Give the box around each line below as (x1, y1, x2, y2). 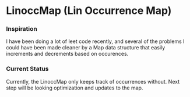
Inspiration (6, 25, 38, 33)
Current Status (6, 65, 49, 73)
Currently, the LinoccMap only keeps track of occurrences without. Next (6, 78, 180, 85)
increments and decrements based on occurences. (6, 51, 129, 58)
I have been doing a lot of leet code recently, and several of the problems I (6, 38, 185, 45)
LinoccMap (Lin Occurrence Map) (6, 4, 172, 17)
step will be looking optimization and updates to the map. (6, 84, 143, 91)
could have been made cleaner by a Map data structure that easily (6, 44, 166, 51)
